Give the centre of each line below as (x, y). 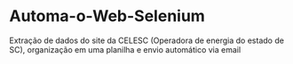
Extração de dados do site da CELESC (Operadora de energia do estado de (146, 40)
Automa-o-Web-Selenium (107, 16)
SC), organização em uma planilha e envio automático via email (125, 49)
